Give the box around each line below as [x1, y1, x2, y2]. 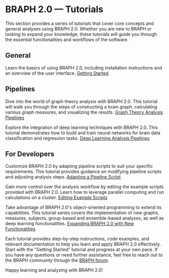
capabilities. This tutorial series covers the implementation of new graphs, [5, 210, 159, 216]
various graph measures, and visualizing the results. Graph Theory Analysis [5, 109, 163, 115]
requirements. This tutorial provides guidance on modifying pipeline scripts [5, 168, 162, 175]
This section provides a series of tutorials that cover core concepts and [5, 20, 154, 26]
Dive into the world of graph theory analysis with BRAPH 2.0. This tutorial [5, 98, 158, 105]
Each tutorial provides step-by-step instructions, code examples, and [5, 236, 149, 242]
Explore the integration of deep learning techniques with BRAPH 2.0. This [5, 124, 158, 130]
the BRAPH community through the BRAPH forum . [5, 257, 110, 263]
